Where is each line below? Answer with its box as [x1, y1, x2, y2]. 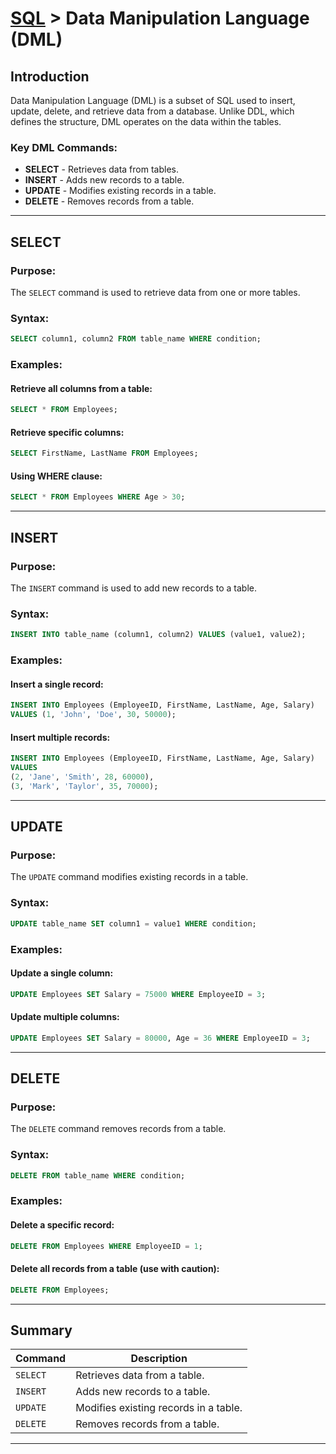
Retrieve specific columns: [10, 426, 125, 438]
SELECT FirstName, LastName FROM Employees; [10, 448, 199, 459]
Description [130, 1352, 188, 1366]
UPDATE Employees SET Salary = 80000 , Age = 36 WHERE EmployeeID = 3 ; [10, 1033, 311, 1043]
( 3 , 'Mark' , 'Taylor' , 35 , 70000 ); [10, 781, 159, 791]
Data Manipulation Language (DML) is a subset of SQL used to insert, [10, 95, 296, 106]
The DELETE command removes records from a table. [10, 1123, 227, 1135]
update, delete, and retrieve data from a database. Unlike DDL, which [10, 105, 295, 117]
